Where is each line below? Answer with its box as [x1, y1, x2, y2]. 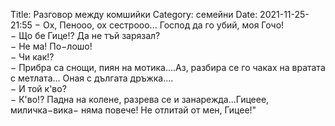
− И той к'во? [10, 83, 67, 94]
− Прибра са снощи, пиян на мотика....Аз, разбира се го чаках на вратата [10, 62, 326, 73]
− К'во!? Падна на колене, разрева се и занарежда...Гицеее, [10, 94, 270, 105]
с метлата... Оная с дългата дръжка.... [10, 72, 174, 84]
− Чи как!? [10, 51, 55, 63]
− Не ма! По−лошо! [10, 40, 93, 52]
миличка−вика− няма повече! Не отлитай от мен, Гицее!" [10, 104, 257, 116]
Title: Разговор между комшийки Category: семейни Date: [10, 9, 258, 20]
